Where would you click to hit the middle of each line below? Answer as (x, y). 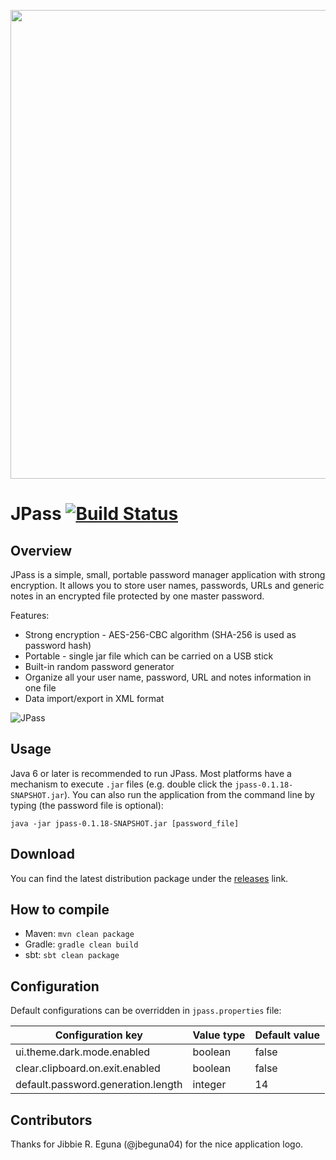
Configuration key (98, 1035)
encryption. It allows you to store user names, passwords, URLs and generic (167, 585)
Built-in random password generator (99, 666)
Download (42, 854)
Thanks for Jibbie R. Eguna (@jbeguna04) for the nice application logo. (157, 1144)
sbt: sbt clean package (72, 955)
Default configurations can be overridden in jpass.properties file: (146, 1011)
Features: (30, 615)
